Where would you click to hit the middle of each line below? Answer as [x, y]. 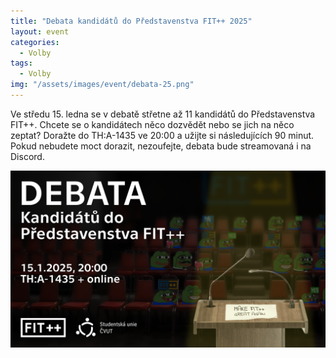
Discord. [27, 156]
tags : [21, 63]
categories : [35, 42]
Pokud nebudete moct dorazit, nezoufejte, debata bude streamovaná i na [161, 146]
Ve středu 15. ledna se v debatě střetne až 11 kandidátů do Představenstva [163, 114]
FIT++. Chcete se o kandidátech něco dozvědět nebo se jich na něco [152, 124]
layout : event [40, 31]
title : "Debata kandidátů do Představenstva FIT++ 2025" [131, 21]
